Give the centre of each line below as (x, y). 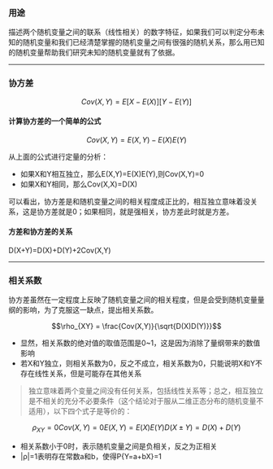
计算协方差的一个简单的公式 (55, 121)
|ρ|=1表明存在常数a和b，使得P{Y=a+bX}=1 (91, 457)
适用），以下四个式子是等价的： (80, 411)
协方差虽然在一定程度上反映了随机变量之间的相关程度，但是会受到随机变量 (133, 300)
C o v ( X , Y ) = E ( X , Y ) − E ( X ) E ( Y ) (136, 139)
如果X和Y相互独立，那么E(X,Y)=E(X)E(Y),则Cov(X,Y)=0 (112, 173)
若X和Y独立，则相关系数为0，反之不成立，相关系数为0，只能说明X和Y (138, 363)
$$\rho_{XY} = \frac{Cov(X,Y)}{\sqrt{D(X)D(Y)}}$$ (136, 327)
